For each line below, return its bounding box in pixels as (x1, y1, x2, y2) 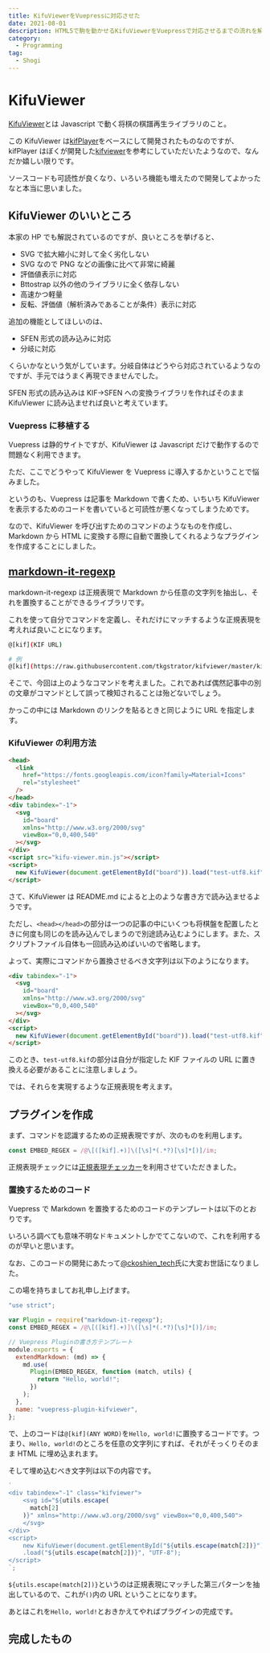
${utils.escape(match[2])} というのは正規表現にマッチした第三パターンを (8, 1580, 253, 1589)
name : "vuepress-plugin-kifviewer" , (15, 1405, 138, 1413)
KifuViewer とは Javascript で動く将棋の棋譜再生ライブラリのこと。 (8, 118, 231, 129)
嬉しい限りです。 (22, 156, 79, 166)
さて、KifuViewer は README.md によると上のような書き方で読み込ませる (8, 891, 254, 901)
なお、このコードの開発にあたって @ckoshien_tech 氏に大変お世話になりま (8, 1258, 253, 1268)
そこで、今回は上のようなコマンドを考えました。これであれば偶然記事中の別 (8, 678, 261, 688)
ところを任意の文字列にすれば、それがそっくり (83, 1438, 239, 1448)
